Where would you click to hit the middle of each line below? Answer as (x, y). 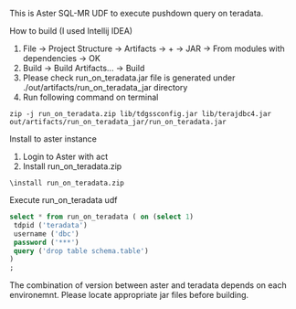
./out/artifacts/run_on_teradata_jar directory (105, 87)
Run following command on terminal (90, 97)
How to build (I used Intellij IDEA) (71, 31)
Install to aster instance (53, 139)
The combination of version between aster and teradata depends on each (148, 285)
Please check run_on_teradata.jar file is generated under (129, 78)
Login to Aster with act (65, 156)
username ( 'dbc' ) (46, 234)
